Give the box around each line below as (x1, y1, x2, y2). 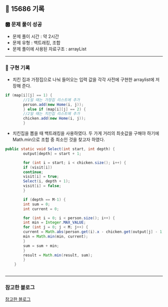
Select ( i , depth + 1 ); (23, 179, 70, 184)
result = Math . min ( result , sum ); (23, 252, 93, 257)
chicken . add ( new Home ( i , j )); (23, 116, 86, 121)
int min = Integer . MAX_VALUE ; (23, 220, 86, 225)
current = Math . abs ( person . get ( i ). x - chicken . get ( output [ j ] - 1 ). (23, 229, 166, 234)
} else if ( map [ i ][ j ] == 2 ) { (23, 106, 86, 111)
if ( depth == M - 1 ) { (23, 197, 66, 202)
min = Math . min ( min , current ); (23, 234, 88, 239)
